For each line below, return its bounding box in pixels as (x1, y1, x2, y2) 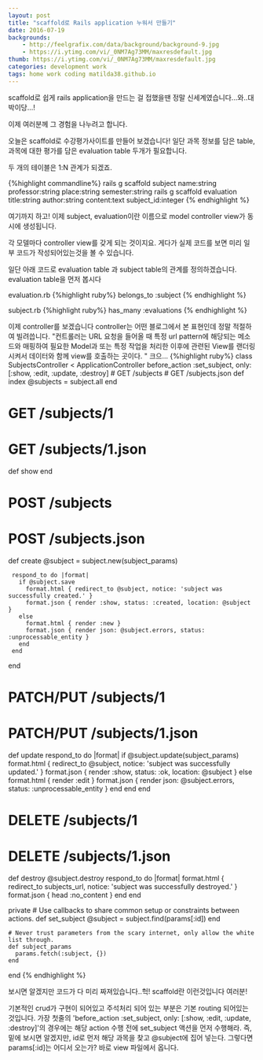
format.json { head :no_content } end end (8, 891, 141, 900)
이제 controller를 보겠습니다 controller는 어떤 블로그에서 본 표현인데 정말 (8, 321, 232, 331)
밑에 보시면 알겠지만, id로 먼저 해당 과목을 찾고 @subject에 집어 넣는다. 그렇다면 (8, 1033, 254, 1043)
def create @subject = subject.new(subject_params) (8, 556, 178, 565)
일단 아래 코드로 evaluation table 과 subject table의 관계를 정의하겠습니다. (8, 265, 237, 274)
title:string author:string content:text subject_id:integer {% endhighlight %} (8, 195, 250, 205)
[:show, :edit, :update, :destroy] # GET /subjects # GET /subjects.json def (8, 368, 245, 378)
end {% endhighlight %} (8, 970, 86, 980)
